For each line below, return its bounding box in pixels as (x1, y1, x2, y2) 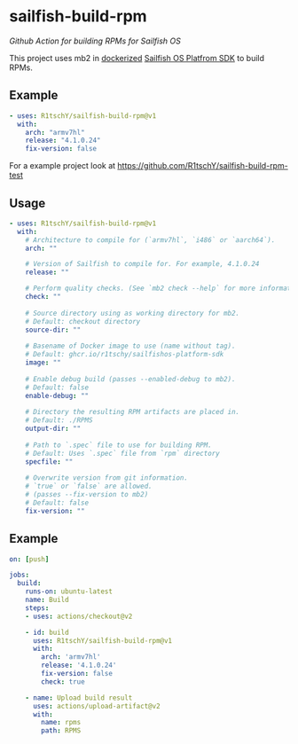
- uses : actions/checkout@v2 (25, 612, 133, 621)
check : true (41, 677, 86, 686)
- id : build (25, 628, 69, 637)
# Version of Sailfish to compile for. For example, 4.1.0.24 (25, 260, 260, 269)
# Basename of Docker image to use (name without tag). (25, 341, 237, 351)
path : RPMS (41, 726, 82, 735)
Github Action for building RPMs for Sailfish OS (9, 35, 182, 46)
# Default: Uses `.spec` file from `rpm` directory (25, 449, 220, 458)
